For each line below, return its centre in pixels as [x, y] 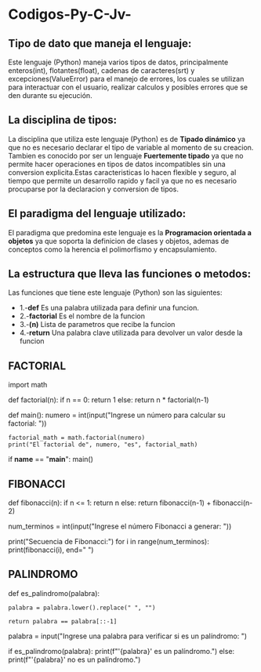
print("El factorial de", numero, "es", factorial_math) [103, 445]
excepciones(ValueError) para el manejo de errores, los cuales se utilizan [126, 79]
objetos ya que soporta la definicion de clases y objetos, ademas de [119, 241]
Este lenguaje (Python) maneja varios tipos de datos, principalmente [118, 62]
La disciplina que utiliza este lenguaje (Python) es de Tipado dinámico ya [127, 139]
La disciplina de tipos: [63, 120]
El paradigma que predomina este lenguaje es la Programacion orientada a [130, 232]
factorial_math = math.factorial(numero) [77, 438]
